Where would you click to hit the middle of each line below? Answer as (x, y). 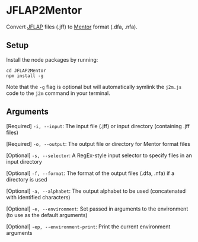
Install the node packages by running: (52, 59)
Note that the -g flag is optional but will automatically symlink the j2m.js (94, 87)
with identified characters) (38, 197)
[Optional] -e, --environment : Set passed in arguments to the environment (97, 209)
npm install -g (25, 76)
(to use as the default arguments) (47, 215)
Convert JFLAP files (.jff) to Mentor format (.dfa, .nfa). (72, 27)
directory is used (27, 179)
